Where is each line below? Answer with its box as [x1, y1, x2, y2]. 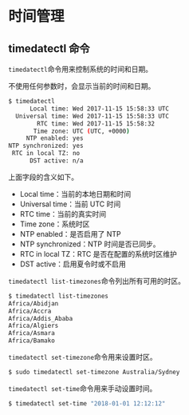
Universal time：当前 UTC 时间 [19, 199, 121, 209]
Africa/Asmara [8, 329, 56, 337]
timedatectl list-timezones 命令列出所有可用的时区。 [8, 276, 186, 285]
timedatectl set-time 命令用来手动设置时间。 [8, 383, 157, 393]
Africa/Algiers [8, 321, 59, 330]
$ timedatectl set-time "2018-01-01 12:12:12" [8, 399, 166, 408]
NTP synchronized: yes [8, 142, 84, 150]
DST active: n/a [29, 157, 84, 165]
